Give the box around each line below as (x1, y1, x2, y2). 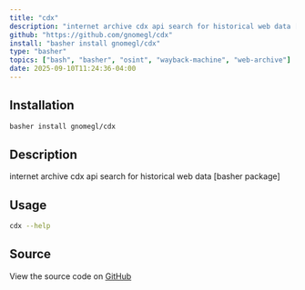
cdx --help (9, 222, 51, 231)
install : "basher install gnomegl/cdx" (9, 38, 161, 48)
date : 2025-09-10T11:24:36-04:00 (9, 65, 137, 74)
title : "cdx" (9, 13, 59, 23)
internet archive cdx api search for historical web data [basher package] (9, 171, 280, 182)
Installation (9, 97, 75, 114)
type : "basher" (9, 47, 67, 56)
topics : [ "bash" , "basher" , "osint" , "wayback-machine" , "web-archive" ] (9, 55, 291, 65)
